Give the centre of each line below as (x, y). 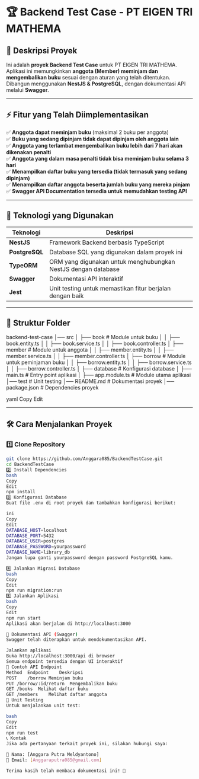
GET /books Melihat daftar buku (47, 689)
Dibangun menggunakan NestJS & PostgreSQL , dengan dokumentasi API (96, 84)
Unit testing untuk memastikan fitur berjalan (110, 288)
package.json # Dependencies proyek (52, 388)
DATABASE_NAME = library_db (38, 553)
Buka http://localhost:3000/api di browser (61, 656)
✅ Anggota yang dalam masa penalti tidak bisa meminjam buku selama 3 (98, 158)
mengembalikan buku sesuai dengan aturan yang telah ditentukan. (88, 77)
